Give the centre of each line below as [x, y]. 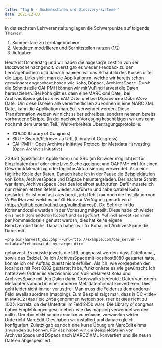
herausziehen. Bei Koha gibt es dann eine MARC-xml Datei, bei [68, 93]
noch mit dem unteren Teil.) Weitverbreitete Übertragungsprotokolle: [73, 124]
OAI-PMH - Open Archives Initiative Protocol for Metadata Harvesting [81, 144]
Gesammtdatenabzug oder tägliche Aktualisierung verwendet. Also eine [77, 168]
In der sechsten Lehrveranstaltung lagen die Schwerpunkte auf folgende [77, 28]
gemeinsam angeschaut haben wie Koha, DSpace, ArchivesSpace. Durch [78, 83]
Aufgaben [22, 53]
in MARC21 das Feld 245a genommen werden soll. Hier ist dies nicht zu [76, 299]
